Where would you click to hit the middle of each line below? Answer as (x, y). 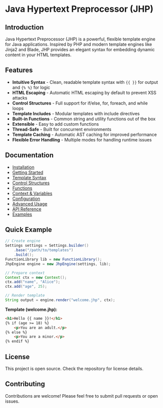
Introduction (25, 27)
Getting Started (27, 172)
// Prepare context (25, 273)
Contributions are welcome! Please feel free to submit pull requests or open (81, 396)
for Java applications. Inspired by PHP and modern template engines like (79, 44)
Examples (22, 214)
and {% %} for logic (31, 87)
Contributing (25, 384)
